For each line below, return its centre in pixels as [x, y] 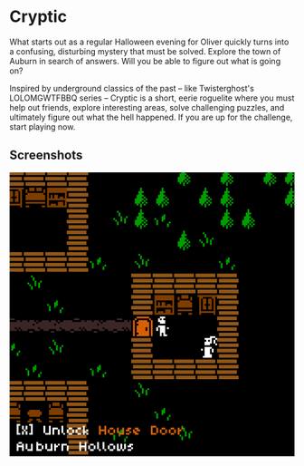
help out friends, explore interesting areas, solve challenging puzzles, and [147, 107]
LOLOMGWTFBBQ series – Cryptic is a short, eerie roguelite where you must [152, 98]
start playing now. [43, 126]
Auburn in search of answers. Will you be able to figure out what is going [145, 61]
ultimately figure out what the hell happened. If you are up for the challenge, [151, 117]
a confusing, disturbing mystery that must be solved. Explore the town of [145, 51]
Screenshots [46, 155]
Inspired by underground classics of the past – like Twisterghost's [132, 88]
